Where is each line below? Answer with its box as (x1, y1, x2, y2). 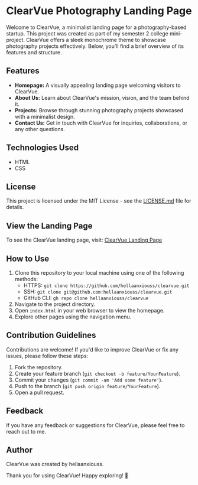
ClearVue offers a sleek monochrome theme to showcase (26, 36, 167, 43)
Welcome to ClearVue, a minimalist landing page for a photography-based (6, 24, 187, 31)
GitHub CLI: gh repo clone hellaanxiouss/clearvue (23, 294, 149, 301)
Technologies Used (6, 143, 79, 153)
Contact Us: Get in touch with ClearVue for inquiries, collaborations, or (14, 119, 188, 126)
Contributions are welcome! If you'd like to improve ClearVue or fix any (6, 346, 179, 353)
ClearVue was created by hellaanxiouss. (6, 461, 104, 468)
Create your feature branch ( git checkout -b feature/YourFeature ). (14, 370, 181, 377)
